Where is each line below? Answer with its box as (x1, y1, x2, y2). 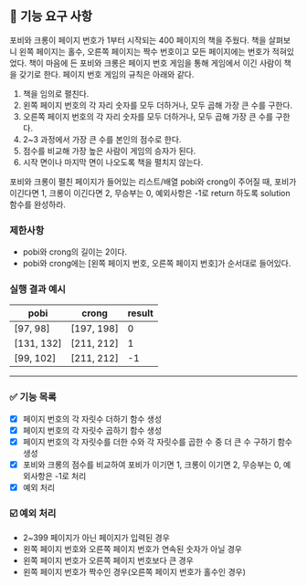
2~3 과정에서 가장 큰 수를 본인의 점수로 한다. (22, 133, 182, 144)
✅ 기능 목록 (9, 391, 57, 403)
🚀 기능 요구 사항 (9, 8, 93, 25)
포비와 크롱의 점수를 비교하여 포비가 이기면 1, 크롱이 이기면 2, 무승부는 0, (22, 459, 281, 470)
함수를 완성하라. (9, 199, 67, 210)
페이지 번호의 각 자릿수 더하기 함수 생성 (22, 413, 163, 424)
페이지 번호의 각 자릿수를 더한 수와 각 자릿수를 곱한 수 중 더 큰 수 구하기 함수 (22, 436, 293, 447)
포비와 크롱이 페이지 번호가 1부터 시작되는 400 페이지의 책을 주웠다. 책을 (9, 35, 267, 46)
